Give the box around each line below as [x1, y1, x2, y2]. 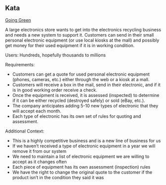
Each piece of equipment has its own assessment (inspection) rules [12, 164, 151, 170]
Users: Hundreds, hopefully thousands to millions [5, 52, 106, 58]
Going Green [5, 17, 31, 23]
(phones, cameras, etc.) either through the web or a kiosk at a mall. [12, 76, 150, 82]
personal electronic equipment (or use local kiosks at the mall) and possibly [5, 37, 160, 43]
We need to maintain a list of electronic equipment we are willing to [12, 153, 150, 159]
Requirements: [5, 61, 35, 67]
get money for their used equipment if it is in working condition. [5, 42, 135, 48]
